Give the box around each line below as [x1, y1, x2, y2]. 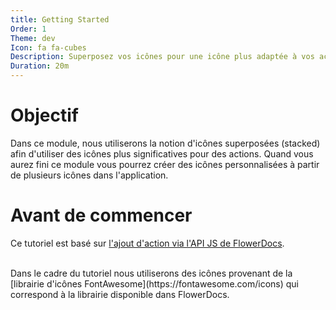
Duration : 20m [10, 61, 70, 71]
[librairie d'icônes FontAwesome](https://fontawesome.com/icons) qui [10, 277, 300, 290]
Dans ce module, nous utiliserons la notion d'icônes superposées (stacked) [10, 137, 321, 149]
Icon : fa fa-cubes [10, 42, 87, 53]
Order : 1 [10, 24, 47, 34]
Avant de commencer [10, 204, 193, 227]
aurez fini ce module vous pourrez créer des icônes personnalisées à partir [10, 158, 320, 170]
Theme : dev [10, 33, 56, 43]
